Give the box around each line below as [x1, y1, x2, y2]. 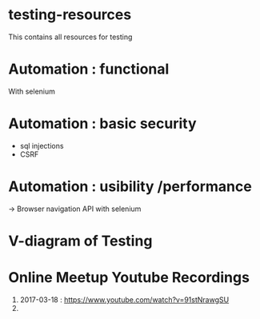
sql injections [19, 141, 64, 150]
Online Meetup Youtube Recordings [8, 269, 250, 287]
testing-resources [8, 6, 132, 24]
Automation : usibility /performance [8, 177, 252, 195]
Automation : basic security [8, 114, 198, 133]
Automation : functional [8, 60, 170, 78]
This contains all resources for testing [8, 32, 133, 42]
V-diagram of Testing [8, 232, 153, 249]
